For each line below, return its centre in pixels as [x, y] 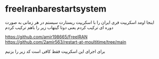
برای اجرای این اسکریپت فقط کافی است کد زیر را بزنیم [55, 51]
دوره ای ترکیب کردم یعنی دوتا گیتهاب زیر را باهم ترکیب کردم [59, 27]
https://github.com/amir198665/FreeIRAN [46, 37]
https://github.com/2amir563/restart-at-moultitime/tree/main [66, 42]
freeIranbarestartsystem [56, 9]
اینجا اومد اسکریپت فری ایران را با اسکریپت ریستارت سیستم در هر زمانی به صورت [79, 22]
